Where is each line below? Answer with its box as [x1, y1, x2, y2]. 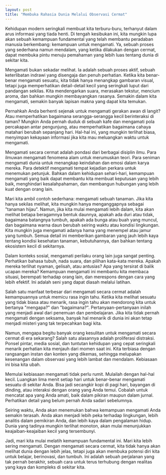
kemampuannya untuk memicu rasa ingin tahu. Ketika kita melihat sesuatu [5, 294, 156, 300]
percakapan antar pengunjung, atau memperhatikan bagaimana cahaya [5, 123, 151, 129]
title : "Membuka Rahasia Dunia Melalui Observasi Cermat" [5, 12, 127, 17]
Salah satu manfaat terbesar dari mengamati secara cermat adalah [5, 289, 141, 295]
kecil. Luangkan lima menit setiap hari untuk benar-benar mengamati [5, 376, 145, 382]
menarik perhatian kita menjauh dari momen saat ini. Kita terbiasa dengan [5, 346, 156, 352]
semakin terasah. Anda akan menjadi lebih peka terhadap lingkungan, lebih [5, 412, 159, 418]
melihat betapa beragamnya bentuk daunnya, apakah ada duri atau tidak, [5, 211, 155, 217]
